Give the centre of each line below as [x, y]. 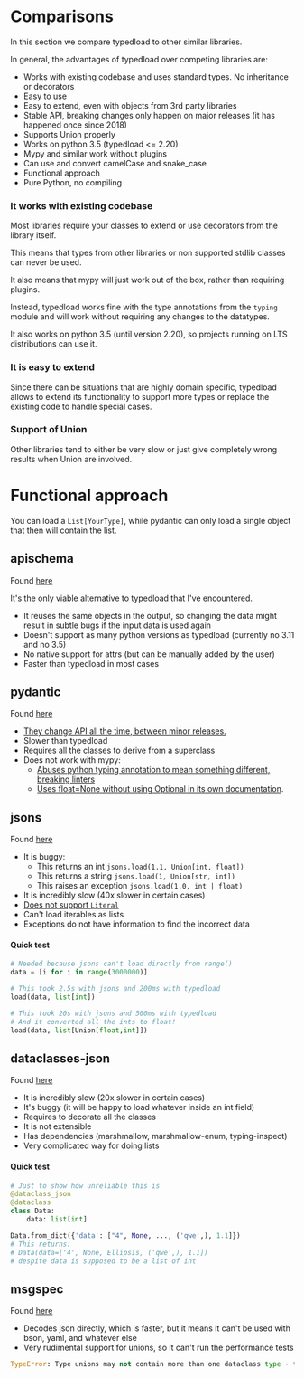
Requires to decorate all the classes [90, 1117]
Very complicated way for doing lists [91, 1145]
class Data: [32, 1211]
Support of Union [49, 430]
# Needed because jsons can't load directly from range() [121, 964]
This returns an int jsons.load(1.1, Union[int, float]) [140, 867]
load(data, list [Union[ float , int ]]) [79, 1030]
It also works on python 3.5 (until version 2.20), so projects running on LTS [149, 334]
